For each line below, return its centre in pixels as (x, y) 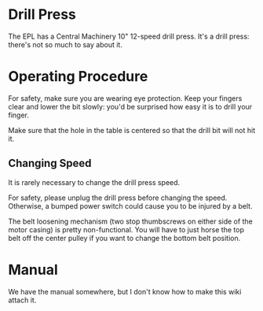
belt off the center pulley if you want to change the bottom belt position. (124, 238)
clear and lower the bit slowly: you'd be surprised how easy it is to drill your (130, 106)
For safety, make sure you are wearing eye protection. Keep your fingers (125, 98)
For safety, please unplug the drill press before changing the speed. (118, 198)
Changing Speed (50, 163)
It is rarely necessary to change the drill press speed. (94, 182)
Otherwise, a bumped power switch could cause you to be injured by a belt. (130, 205)
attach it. (22, 300)
